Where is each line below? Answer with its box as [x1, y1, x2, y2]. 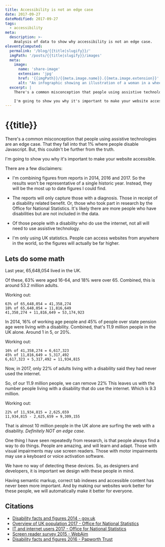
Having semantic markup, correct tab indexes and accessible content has [5, 478, 154, 483]
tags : [5, 21, 16, 26]
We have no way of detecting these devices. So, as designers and [5, 463, 139, 468]
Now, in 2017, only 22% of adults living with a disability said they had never [5, 365, 157, 371]
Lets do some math [5, 255, 65, 263]
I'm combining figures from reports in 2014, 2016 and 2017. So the [12, 175, 146, 181]
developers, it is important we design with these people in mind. [5, 468, 135, 474]
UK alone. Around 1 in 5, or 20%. [5, 329, 71, 335]
